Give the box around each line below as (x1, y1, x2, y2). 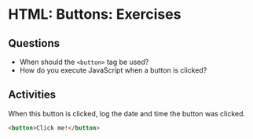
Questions (8, 37, 60, 50)
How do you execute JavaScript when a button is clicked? (19, 66, 207, 75)
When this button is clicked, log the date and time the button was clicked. (8, 109, 246, 118)
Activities (8, 88, 57, 102)
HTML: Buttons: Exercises (8, 5, 181, 23)
